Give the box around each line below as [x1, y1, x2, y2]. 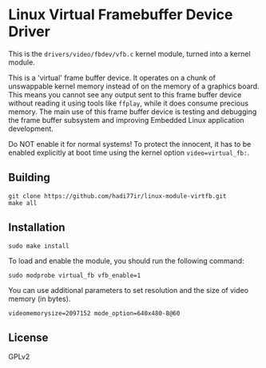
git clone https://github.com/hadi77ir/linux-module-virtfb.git [8, 192, 227, 200]
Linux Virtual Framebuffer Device [8, 6, 233, 24]
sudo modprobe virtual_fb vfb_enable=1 [8, 271, 141, 279]
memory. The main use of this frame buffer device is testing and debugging [8, 106, 257, 117]
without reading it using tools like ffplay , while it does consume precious [8, 98, 249, 108]
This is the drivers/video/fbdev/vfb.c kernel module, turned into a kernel [8, 49, 251, 58]
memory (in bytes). [8, 294, 71, 303]
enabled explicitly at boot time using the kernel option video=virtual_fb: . [8, 148, 250, 157]
